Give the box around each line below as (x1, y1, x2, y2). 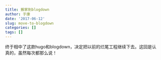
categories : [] (5, 25, 36, 30)
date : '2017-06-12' (5, 16, 45, 21)
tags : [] (5, 30, 23, 35)
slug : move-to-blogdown (5, 20, 54, 26)
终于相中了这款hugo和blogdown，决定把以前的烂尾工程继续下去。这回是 (5, 44, 152, 49)
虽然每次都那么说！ (18, 50, 57, 56)
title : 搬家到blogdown (5, 7, 50, 12)
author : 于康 (5, 12, 31, 17)
